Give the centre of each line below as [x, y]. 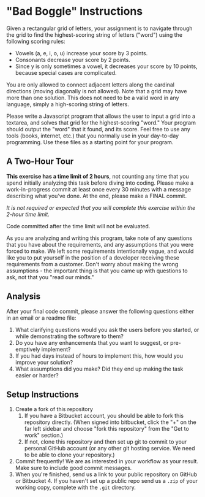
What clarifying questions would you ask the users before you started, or [107, 329]
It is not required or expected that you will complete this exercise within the [101, 207]
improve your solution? [44, 362]
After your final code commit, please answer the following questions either [100, 311]
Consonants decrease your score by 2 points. [73, 60]
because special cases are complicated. [66, 72]
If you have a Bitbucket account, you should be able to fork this [104, 416]
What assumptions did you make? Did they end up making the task [99, 369]
